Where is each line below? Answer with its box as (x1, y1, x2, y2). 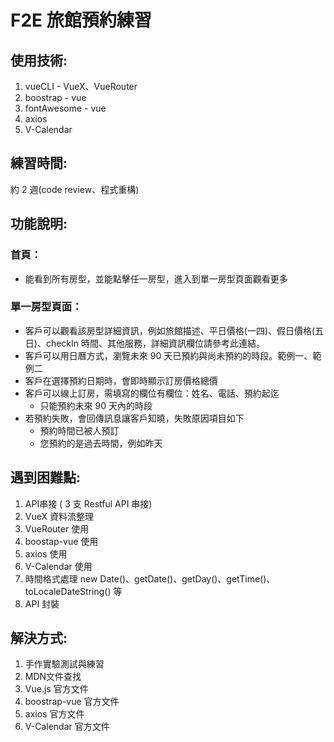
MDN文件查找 (24, 671, 82, 683)
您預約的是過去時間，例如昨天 (39, 437, 163, 449)
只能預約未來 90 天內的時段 (39, 399, 153, 411)
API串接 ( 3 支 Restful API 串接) (24, 497, 153, 510)
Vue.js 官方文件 (24, 683, 89, 695)
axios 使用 (24, 547, 68, 560)
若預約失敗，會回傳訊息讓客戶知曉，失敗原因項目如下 (24, 412, 245, 424)
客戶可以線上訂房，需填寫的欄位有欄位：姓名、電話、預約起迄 (24, 387, 280, 399)
